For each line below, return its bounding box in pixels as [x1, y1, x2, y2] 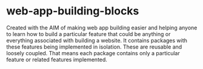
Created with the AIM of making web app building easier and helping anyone [6, 24, 198, 31]
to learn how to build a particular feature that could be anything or [6, 30, 171, 37]
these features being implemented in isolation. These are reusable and [6, 43, 182, 50]
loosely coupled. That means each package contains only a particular [6, 49, 180, 56]
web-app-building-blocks [6, 4, 139, 18]
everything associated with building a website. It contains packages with [6, 37, 188, 44]
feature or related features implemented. [6, 56, 108, 63]
